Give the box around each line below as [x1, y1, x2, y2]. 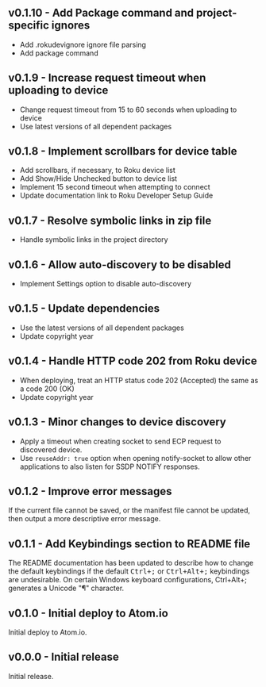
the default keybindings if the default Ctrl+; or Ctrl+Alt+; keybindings [8, 566, 250, 576]
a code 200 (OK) [19, 384, 75, 393]
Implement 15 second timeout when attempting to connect [19, 182, 210, 192]
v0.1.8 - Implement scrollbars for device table [8, 144, 237, 158]
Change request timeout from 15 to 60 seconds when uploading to [19, 105, 237, 114]
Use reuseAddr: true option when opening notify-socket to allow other [19, 453, 252, 462]
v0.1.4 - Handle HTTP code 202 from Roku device [8, 355, 258, 368]
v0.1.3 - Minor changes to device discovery [8, 416, 226, 429]
